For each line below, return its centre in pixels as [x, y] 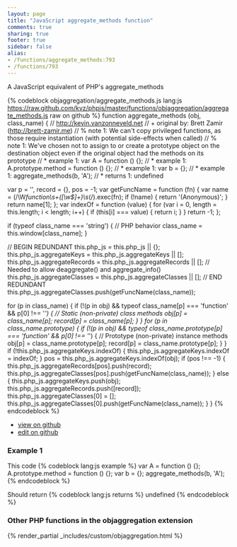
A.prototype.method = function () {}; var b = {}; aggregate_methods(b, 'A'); [116, 473]
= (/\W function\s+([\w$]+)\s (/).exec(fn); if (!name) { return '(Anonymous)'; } [118, 197]
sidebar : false [30, 47]
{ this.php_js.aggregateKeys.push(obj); [64, 381]
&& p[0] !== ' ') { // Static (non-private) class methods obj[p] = [98, 313]
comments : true [30, 27]
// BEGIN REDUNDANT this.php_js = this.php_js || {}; [84, 247]
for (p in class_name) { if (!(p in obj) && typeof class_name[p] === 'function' [118, 306]
